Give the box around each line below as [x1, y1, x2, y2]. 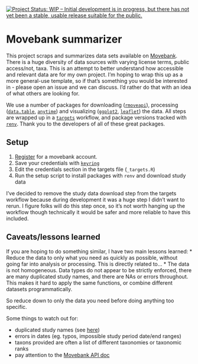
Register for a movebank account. [14, 153, 98, 160]
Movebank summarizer [6, 33, 122, 46]
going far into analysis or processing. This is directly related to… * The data [6, 260, 190, 268]
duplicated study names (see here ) [14, 326, 100, 333]
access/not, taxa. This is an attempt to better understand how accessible [6, 65, 184, 72]
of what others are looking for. [6, 89, 80, 97]
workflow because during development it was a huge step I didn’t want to [6, 196, 185, 203]
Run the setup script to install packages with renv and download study [14, 172, 186, 179]
